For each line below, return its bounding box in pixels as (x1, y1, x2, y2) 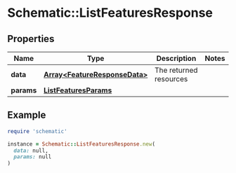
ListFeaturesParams (43, 85, 112, 95)
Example (7, 109, 46, 121)
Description (156, 54, 197, 63)
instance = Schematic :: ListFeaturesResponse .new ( (7, 140, 156, 148)
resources (154, 74, 188, 83)
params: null (13, 153, 52, 160)
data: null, (13, 147, 49, 154)
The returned (154, 65, 198, 75)
